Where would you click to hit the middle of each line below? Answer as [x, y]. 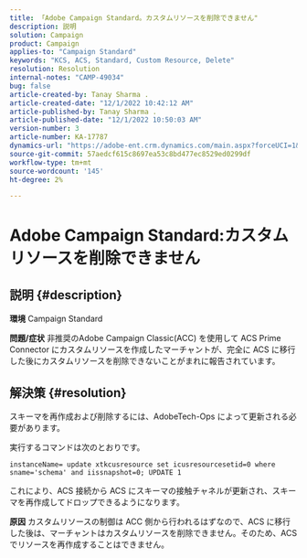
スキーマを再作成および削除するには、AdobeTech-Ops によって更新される [149, 416]
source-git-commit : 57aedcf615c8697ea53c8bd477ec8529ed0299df [130, 154]
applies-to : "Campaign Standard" [73, 52]
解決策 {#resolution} [68, 393]
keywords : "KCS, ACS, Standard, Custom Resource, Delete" [122, 60]
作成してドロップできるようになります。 [109, 502]
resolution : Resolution [55, 70]
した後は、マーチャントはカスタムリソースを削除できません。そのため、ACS [153, 533]
